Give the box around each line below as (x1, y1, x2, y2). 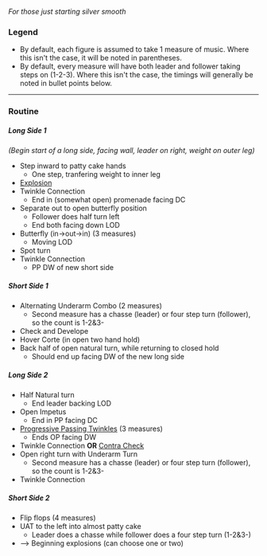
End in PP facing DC (31, 416, 98, 425)
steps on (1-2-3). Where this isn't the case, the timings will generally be (19, 70, 253, 80)
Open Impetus (19, 407, 67, 417)
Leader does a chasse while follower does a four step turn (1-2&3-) (31, 530, 252, 540)
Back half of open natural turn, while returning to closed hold (19, 343, 219, 353)
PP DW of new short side (31, 263, 114, 272)
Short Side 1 (8, 280, 49, 290)
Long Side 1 (8, 125, 47, 135)
